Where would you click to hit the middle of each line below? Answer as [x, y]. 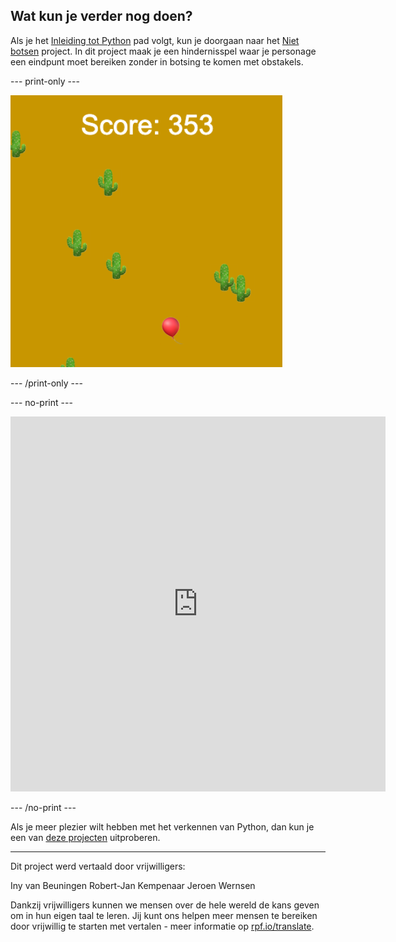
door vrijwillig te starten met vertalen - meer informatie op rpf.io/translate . [162, 926]
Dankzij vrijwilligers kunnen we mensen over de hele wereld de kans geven [165, 905]
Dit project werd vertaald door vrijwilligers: [98, 866]
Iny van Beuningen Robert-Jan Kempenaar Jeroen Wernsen [133, 885]
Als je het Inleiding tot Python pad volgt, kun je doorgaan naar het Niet [155, 40]
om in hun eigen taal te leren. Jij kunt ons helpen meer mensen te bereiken [164, 915]
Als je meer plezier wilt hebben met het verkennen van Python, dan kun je [162, 826]
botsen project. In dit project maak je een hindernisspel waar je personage [163, 51]
